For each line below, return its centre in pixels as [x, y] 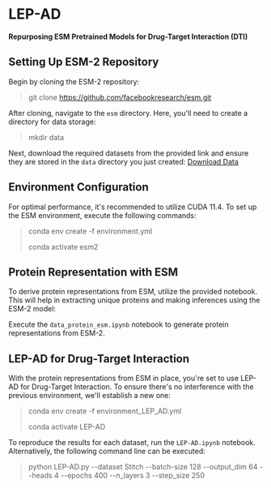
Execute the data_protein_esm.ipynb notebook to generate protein [119, 324]
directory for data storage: [52, 122]
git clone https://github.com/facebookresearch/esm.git [120, 97]
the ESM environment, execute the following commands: [102, 215]
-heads [40, 476]
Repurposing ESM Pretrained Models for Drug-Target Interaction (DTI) [128, 36]
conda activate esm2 [63, 246]
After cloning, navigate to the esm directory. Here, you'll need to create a [128, 113]
